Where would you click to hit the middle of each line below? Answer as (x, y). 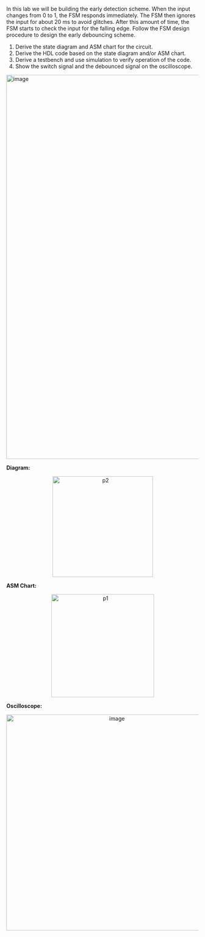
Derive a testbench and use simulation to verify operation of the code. (103, 60)
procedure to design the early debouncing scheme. (71, 35)
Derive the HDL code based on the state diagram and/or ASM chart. (100, 53)
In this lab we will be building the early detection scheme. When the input (98, 9)
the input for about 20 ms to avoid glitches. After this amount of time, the (98, 22)
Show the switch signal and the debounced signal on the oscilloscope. (104, 66)
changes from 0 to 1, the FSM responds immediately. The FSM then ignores (101, 15)
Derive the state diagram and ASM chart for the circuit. (84, 47)
